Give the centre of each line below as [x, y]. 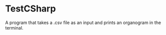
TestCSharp [31, 9]
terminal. [14, 27]
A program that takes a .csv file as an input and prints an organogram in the [83, 22]
